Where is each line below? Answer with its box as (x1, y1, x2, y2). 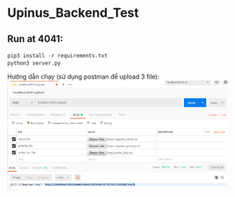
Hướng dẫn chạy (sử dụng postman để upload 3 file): (7, 72, 159, 81)
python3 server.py (7, 60, 61, 67)
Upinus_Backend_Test (7, 5, 139, 21)
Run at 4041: (7, 33, 64, 45)
